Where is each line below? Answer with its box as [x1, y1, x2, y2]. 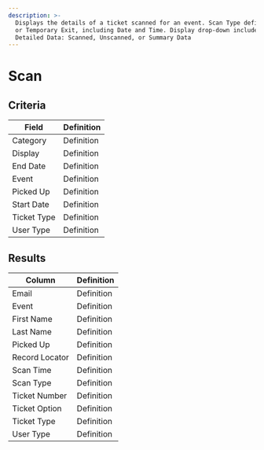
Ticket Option [12, 403, 62, 414]
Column [25, 275, 57, 286]
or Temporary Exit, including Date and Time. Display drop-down [15, 26, 230, 34]
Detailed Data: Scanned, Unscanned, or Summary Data [15, 33, 192, 42]
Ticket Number [12, 390, 68, 401]
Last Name [12, 326, 53, 337]
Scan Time [12, 365, 52, 376]
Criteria [8, 98, 46, 112]
